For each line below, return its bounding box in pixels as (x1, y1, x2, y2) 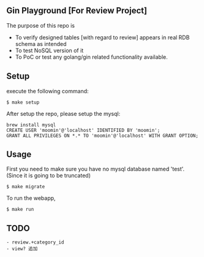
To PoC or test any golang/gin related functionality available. (15, 53, 168, 61)
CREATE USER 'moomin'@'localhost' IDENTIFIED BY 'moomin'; (6, 127, 161, 133)
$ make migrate (6, 184, 45, 190)
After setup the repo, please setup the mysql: (6, 110, 121, 117)
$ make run (6, 206, 34, 213)
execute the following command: (6, 87, 89, 94)
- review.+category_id (6, 239, 64, 245)
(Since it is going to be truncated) (6, 172, 91, 179)
